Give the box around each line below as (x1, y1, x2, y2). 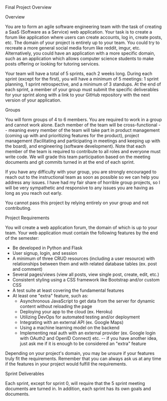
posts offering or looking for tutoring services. (5, 61, 100, 67)
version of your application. (5, 97, 61, 103)
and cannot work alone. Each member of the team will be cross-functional (5, 122, 158, 128)
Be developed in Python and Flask (12, 245, 83, 251)
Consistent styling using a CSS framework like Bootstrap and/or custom (12, 277, 160, 282)
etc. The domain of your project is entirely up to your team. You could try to (5, 40, 160, 46)
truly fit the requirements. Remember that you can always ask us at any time (5, 355, 162, 361)
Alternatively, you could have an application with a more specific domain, (5, 50, 156, 56)
